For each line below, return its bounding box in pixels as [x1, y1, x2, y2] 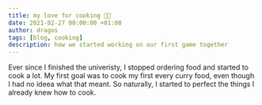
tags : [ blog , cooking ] [8, 33, 83, 42]
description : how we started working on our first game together [8, 41, 228, 49]
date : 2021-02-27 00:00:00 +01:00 [8, 19, 123, 27]
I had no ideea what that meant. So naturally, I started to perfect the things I [8, 80, 255, 89]
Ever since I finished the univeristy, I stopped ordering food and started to [8, 62, 249, 72]
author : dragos [8, 26, 59, 34]
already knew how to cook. [8, 88, 97, 97]
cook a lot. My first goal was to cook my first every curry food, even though [8, 71, 255, 81]
